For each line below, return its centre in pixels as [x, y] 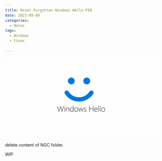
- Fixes [17, 41]
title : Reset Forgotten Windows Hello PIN [49, 10]
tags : [10, 31]
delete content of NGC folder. [34, 145]
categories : [17, 20]
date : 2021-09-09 [23, 15]
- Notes [17, 26]
